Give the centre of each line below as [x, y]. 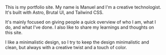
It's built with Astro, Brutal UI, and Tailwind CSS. [54, 12]
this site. [14, 32]
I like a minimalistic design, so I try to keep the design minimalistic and [77, 42]
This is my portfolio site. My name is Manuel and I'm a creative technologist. [83, 7]
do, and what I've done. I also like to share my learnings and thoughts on [80, 27]
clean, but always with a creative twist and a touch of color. [66, 47]
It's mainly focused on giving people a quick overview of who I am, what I [81, 22]
